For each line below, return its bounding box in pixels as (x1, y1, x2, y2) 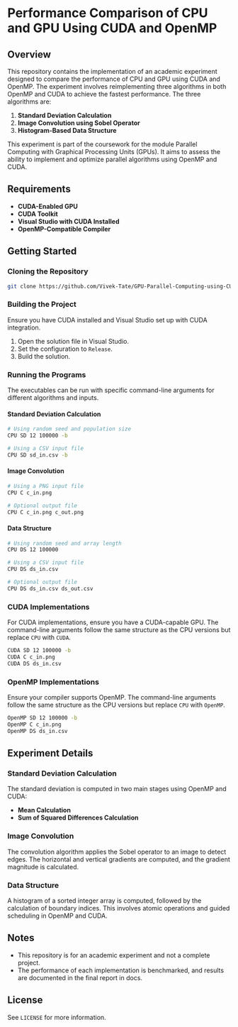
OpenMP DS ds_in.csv (7, 727, 69, 734)
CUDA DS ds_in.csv (7, 660, 62, 667)
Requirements (7, 183, 71, 195)
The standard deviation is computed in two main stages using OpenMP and (7, 785, 227, 793)
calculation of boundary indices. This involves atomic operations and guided (7, 903, 230, 912)
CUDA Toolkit (17, 210, 58, 218)
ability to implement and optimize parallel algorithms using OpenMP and (7, 155, 217, 163)
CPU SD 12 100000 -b (7, 432, 69, 440)
